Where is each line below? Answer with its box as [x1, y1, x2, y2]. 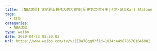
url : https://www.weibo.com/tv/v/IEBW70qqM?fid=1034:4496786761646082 [5, 39, 151, 44]
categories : [5, 20, 29, 26]
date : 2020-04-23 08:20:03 [5, 34, 60, 39]
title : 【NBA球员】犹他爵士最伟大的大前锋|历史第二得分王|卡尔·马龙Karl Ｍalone [5, 7, 153, 12]
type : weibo [5, 30, 29, 34]
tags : [5, 12, 16, 17]
